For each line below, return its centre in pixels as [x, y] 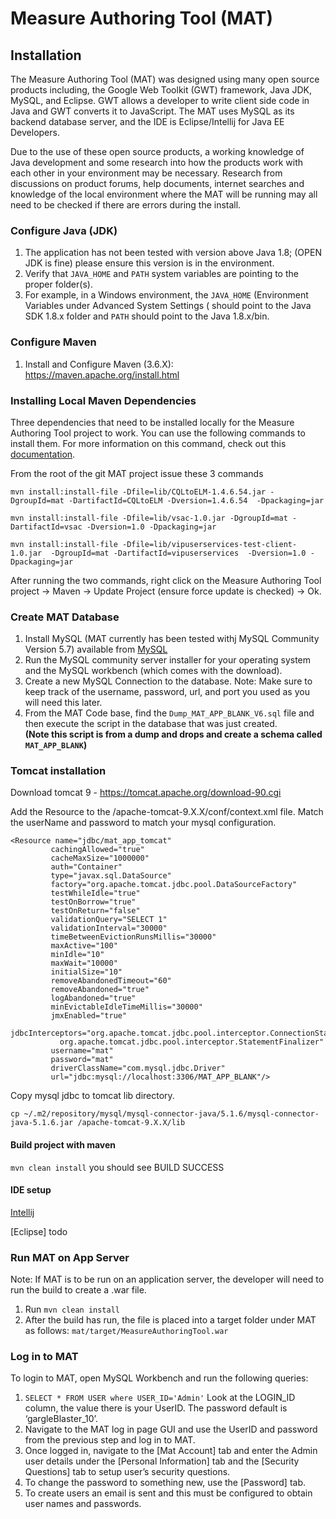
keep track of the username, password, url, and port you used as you [167, 692]
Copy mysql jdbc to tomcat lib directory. [92, 1096]
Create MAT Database [65, 617]
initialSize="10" [86, 972]
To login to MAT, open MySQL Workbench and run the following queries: [159, 1378]
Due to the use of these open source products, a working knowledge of [157, 151]
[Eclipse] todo [39, 1231]
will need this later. [63, 703]
